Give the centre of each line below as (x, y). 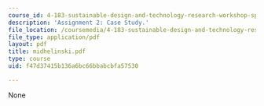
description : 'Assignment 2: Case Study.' (79, 23)
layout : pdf (27, 44)
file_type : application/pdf (54, 37)
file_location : (33, 30)
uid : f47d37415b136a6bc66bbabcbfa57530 (73, 66)
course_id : (26, 15)
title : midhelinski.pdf (47, 51)
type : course (29, 59)
